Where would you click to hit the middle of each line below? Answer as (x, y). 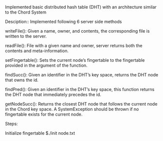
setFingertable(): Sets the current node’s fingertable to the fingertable (75, 60)
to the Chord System (26, 12)
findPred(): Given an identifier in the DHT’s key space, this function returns (80, 89)
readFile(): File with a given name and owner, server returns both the (74, 45)
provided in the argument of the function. (46, 65)
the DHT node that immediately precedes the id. (53, 95)
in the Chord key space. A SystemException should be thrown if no (72, 109)
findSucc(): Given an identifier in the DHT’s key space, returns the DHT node (82, 75)
